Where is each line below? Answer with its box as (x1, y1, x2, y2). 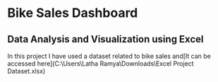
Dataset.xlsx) (7, 67, 46, 75)
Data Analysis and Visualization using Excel (7, 33, 204, 45)
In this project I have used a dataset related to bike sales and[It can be (7, 52, 212, 60)
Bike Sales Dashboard (7, 5, 138, 21)
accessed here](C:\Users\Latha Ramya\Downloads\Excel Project (7, 59, 194, 68)
